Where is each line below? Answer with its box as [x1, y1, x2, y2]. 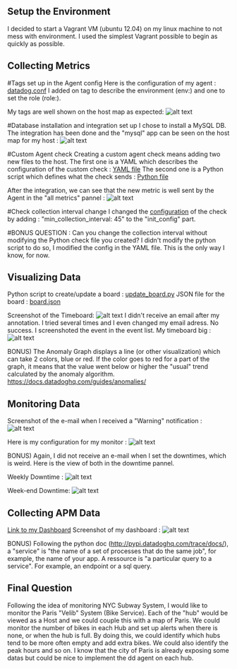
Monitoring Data [7, 398, 80, 410]
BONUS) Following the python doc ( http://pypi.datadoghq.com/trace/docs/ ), [7, 540, 229, 548]
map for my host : [7, 136, 59, 144]
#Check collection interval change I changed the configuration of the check [7, 207, 227, 215]
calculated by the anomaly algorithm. [7, 370, 115, 379]
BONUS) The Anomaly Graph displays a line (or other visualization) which [7, 348, 221, 356]
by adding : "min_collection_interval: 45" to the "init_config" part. [7, 215, 196, 223]
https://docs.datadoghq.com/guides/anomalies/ [7, 377, 147, 386]
